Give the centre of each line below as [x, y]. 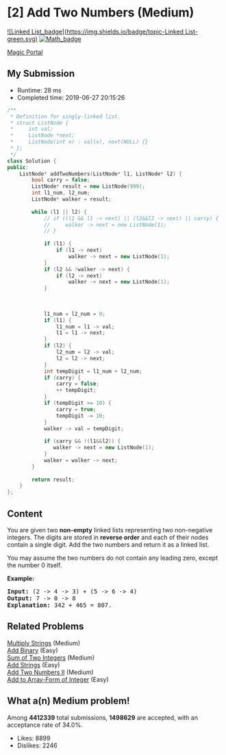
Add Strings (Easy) [34, 665]
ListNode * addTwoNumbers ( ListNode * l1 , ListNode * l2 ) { [101, 174]
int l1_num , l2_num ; [61, 193]
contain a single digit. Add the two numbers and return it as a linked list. [108, 544]
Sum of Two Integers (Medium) [51, 657]
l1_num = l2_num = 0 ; [75, 314]
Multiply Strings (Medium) [44, 643]
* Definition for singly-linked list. [65, 116]
